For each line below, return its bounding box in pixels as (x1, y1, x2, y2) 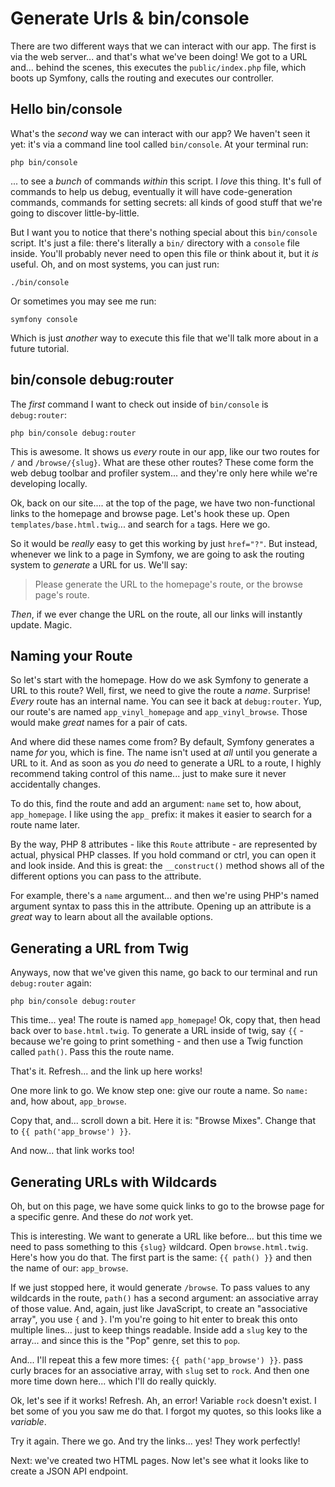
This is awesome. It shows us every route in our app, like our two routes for (10, 445, 320, 457)
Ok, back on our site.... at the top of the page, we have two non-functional (10, 497, 316, 509)
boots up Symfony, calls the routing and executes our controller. (10, 72, 275, 84)
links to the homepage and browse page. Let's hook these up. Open (10, 507, 290, 519)
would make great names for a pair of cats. (10, 717, 188, 729)
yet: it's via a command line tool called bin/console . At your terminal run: (10, 138, 309, 150)
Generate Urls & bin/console (10, 7, 250, 30)
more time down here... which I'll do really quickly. (10, 1375, 217, 1387)
